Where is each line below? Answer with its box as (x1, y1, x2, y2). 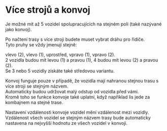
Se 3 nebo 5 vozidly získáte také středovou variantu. (5, 68, 115, 74)
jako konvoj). (5, 26, 32, 32)
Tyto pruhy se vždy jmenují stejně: (5, 41, 77, 47)
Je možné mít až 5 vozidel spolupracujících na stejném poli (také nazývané (5, 21, 162, 27)
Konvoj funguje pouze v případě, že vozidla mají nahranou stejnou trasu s (5, 77, 159, 84)
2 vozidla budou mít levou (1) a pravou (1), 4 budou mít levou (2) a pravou (5, 57, 158, 63)
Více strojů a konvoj (5, 4, 90, 16)
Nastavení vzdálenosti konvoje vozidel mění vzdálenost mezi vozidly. (5, 109, 149, 115)
